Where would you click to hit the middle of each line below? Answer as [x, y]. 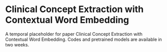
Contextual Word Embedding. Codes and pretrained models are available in [83, 39]
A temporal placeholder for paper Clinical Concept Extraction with [74, 34]
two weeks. [17, 44]
